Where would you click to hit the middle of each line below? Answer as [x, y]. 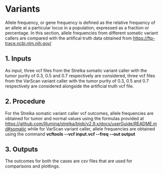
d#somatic [16, 129]
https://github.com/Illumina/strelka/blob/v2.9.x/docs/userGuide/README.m [81, 124]
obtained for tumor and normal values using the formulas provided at [75, 118]
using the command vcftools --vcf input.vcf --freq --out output [70, 134]
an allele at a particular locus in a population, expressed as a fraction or [77, 27]
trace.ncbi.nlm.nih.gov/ [28, 43]
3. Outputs [22, 149]
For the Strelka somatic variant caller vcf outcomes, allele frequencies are [79, 113]
